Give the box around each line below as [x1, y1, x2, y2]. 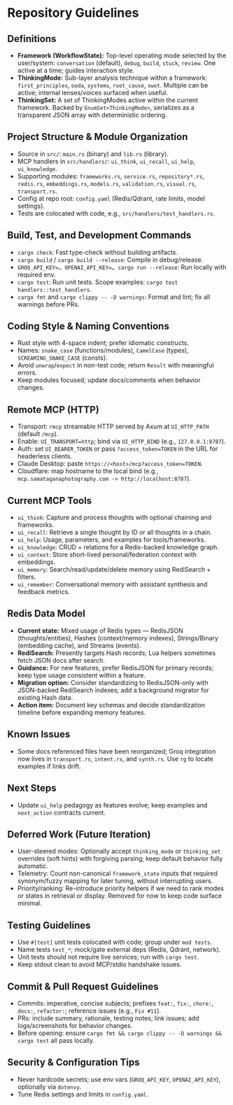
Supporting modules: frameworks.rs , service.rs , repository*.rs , [17, 171, 205, 180]
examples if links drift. [17, 761, 82, 770]
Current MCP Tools [7, 495, 92, 507]
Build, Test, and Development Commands [7, 230, 192, 241]
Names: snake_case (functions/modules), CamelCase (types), [17, 346, 189, 355]
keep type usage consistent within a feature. [17, 670, 146, 680]
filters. [17, 572, 36, 582]
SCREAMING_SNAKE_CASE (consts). [17, 353, 108, 362]
